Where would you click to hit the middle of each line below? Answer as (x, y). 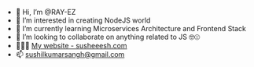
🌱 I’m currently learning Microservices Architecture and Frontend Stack (131, 28)
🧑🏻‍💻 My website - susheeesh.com (71, 46)
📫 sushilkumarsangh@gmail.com (70, 54)
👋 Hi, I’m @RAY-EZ (46, 12)
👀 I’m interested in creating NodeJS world (83, 20)
